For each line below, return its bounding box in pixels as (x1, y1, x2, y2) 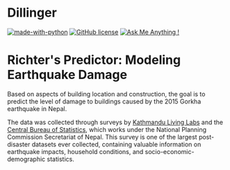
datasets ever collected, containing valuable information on (31, 140, 202, 148)
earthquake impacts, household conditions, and (7, 147, 144, 155)
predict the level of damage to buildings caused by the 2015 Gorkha (7, 97, 202, 105)
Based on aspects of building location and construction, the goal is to (7, 90, 206, 98)
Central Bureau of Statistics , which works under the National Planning (7, 125, 207, 133)
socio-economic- (145, 147, 195, 155)
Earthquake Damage (7, 67, 127, 83)
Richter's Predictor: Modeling (7, 52, 181, 68)
